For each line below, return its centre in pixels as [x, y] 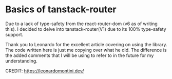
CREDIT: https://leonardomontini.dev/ [45, 71]
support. [14, 34]
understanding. [21, 61]
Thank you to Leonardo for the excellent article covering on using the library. [86, 44]
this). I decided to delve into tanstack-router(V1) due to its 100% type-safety [86, 29]
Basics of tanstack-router [61, 9]
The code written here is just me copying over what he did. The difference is [86, 50]
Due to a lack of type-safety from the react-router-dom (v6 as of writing [81, 24]
